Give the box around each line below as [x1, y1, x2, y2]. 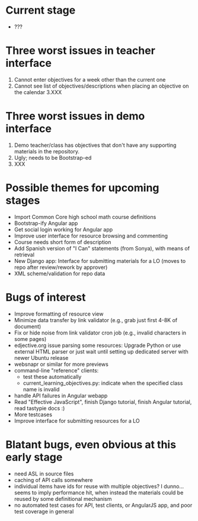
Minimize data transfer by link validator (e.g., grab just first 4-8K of [14, 316, 178, 323]
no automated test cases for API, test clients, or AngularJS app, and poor [14, 501, 193, 509]
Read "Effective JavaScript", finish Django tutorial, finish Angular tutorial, [14, 398, 192, 406]
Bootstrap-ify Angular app [14, 220, 78, 227]
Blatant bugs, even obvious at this [5, 438, 176, 451]
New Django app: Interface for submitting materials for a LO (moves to [14, 257, 186, 264]
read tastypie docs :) [14, 404, 65, 411]
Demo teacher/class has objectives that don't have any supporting [14, 141, 177, 149]
